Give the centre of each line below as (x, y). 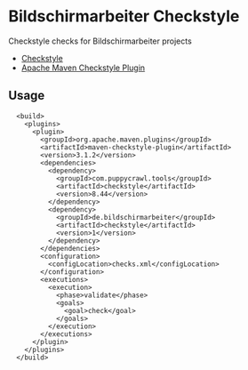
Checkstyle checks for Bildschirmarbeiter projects (100, 41)
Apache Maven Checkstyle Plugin (83, 68)
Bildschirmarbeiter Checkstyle (124, 16)
